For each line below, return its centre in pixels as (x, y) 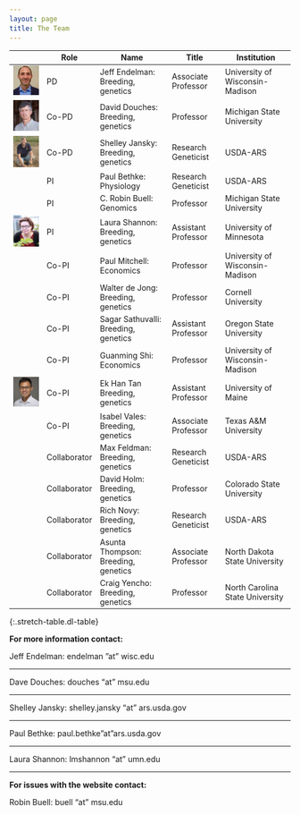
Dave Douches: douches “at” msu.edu (79, 682)
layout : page (33, 19)
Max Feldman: (125, 447)
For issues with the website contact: (78, 785)
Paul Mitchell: (124, 260)
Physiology (120, 186)
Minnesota (244, 236)
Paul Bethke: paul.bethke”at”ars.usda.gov (85, 734)
